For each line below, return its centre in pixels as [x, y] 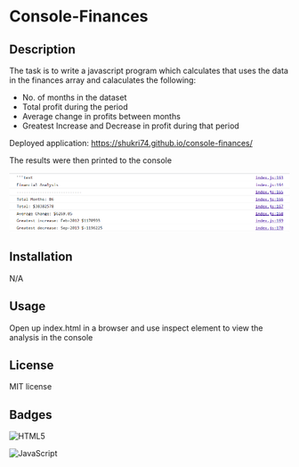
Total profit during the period [75, 107]
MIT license [31, 387]
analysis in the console [51, 337]
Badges [31, 415]
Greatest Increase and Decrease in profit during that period [131, 126]
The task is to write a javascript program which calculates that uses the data [149, 70]
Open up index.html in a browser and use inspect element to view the [137, 328]
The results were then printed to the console [90, 160]
